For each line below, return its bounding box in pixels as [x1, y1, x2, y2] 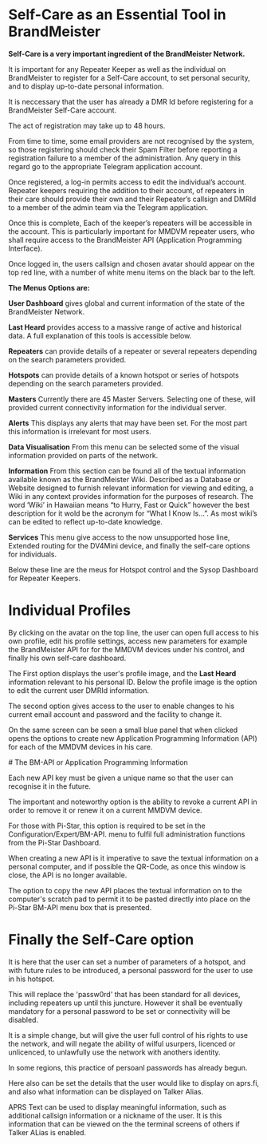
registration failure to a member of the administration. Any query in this [8, 153, 241, 163]
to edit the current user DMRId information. [8, 685, 150, 695]
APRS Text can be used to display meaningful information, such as [8, 1102, 227, 1111]
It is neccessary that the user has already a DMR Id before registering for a [8, 97, 253, 106]
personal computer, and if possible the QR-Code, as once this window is [8, 861, 246, 871]
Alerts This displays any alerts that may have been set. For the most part [8, 418, 248, 428]
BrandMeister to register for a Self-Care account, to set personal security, [8, 73, 251, 82]
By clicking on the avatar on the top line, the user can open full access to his [8, 627, 259, 637]
